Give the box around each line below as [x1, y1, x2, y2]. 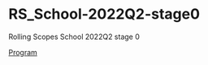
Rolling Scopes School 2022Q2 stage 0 [8, 32, 141, 41]
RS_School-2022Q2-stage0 [8, 5, 201, 24]
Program [8, 47, 38, 57]
